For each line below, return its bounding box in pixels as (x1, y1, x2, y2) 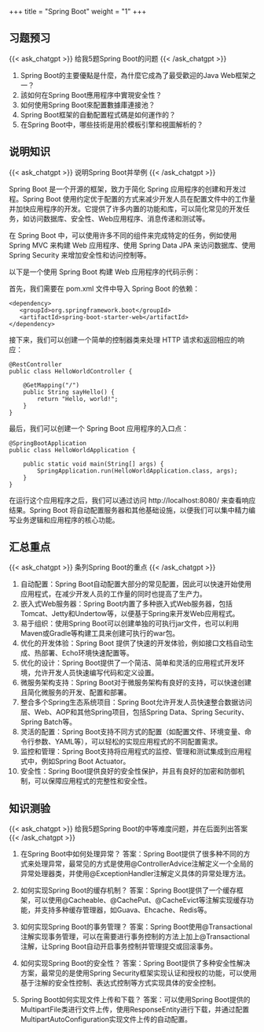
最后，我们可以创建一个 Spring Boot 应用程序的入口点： (9, 423, 189, 432)
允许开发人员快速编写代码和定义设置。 (34, 668, 159, 677)
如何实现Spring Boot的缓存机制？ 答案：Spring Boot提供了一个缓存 (20, 885, 237, 895)
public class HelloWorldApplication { (9, 446, 136, 454)
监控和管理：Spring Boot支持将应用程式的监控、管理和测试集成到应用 (20, 747, 245, 756)
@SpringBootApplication (9, 439, 87, 447)
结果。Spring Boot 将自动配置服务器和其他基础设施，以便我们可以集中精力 (9, 505, 249, 514)
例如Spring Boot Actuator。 (41, 756, 130, 767)
